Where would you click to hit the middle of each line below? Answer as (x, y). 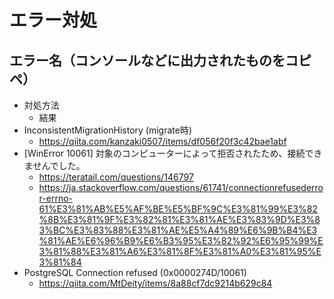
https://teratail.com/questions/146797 (116, 177)
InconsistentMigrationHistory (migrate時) (108, 130)
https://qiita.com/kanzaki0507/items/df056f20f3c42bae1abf (162, 141)
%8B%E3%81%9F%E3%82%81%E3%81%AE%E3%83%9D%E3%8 (179, 219)
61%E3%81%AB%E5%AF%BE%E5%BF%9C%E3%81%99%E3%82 (178, 209)
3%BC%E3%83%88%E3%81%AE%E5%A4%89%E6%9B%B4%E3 (178, 230)
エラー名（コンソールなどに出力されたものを (147, 60)
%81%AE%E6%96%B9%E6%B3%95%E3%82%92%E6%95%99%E (181, 240)
